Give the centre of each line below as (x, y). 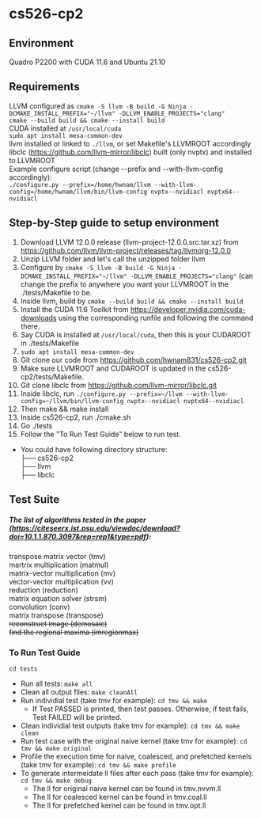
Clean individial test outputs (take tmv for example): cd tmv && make (130, 726)
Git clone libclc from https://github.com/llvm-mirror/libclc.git (118, 385)
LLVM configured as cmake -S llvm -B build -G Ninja (98, 106)
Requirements (44, 87)
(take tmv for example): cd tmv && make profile (98, 765)
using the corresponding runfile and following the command (156, 318)
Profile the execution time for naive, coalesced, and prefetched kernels (136, 756)
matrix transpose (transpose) (56, 615)
